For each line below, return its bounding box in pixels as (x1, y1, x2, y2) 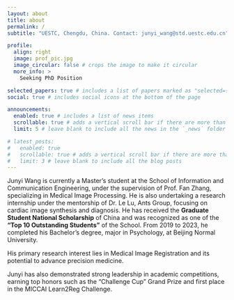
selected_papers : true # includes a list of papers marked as (7, 87, 192, 94)
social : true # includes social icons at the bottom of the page (7, 93, 201, 101)
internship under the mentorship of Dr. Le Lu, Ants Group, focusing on (7, 199, 208, 207)
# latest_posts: (7, 138, 54, 145)
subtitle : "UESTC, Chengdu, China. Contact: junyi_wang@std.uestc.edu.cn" (7, 29, 229, 37)
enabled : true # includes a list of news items (13, 113, 155, 120)
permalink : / (7, 23, 45, 30)
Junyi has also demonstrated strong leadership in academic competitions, (7, 270, 219, 278)
